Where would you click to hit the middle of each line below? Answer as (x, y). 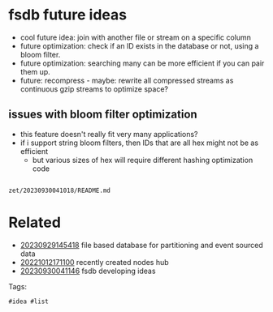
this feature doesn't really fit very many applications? (109, 134)
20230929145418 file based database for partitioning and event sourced (142, 245)
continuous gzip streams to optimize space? (94, 89)
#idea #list (28, 301)
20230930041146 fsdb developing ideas (88, 271)
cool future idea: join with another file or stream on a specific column (136, 37)
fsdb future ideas (68, 15)
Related (35, 222)
